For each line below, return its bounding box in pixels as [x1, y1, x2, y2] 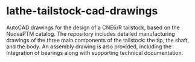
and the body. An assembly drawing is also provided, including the [6, 43, 172, 50]
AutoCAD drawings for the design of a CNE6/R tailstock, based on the [6, 24, 180, 31]
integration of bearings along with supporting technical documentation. [6, 49, 184, 56]
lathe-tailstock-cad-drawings [6, 4, 158, 18]
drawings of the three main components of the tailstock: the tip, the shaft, [6, 36, 190, 44]
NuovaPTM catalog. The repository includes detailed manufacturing [6, 30, 175, 37]
